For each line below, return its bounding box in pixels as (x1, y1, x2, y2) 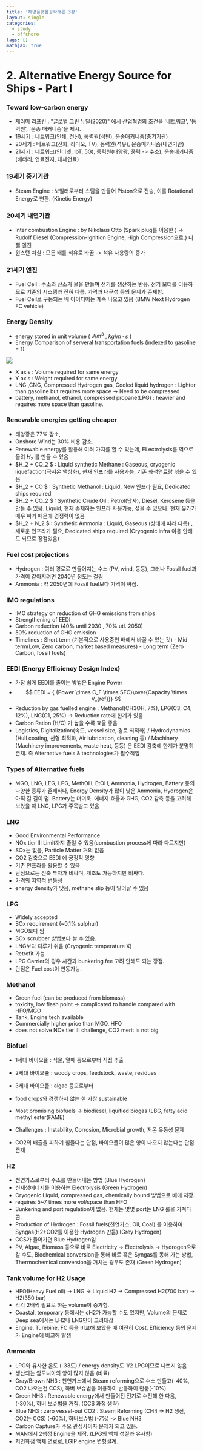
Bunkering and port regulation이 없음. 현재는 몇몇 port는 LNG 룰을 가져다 (15, 1205, 192, 1212)
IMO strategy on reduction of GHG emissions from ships (15, 609, 156, 617)
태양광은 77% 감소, (15, 430, 61, 437)
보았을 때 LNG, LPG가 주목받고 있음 (15, 802, 100, 809)
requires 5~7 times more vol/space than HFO (15, 1198, 128, 1206)
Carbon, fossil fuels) (15, 649, 66, 656)
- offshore (12, 32, 39, 38)
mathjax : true (6, 43, 42, 49)
